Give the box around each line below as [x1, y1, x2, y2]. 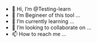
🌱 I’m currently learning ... [11, 18, 75, 24]
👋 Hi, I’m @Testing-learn [11, 6, 71, 12]
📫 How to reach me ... [11, 31, 66, 37]
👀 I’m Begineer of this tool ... [11, 12, 81, 19]
